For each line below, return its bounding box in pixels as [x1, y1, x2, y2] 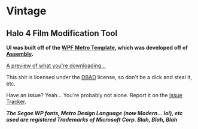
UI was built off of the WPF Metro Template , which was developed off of [6, 44, 188, 51]
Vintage [6, 4, 47, 18]
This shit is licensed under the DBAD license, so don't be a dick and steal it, [6, 74, 193, 80]
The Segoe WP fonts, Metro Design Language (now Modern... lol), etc [6, 110, 183, 116]
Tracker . [6, 98, 27, 105]
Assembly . [6, 50, 34, 58]
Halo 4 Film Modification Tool [6, 28, 118, 38]
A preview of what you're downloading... [6, 62, 106, 69]
